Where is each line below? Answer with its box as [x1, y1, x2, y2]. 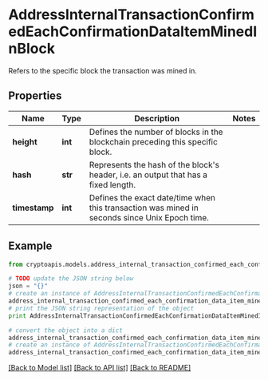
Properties [8, 89, 62, 103]
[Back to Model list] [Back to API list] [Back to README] [8, 363, 191, 373]
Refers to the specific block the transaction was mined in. [8, 65, 197, 75]
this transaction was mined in [89, 202, 199, 213]
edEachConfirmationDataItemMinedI [8, 22, 258, 41]
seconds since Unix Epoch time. [89, 212, 210, 223]
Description [134, 113, 180, 124]
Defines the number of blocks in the [89, 126, 223, 137]
